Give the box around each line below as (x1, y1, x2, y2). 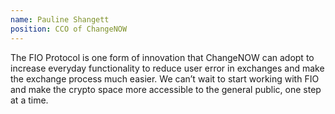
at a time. (10, 94, 49, 106)
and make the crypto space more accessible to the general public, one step (10, 83, 322, 95)
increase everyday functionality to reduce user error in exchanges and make (10, 62, 325, 74)
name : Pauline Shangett (10, 14, 110, 25)
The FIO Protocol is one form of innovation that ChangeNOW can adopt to (10, 51, 315, 63)
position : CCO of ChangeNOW (10, 24, 128, 34)
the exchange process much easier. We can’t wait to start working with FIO (10, 72, 320, 85)
